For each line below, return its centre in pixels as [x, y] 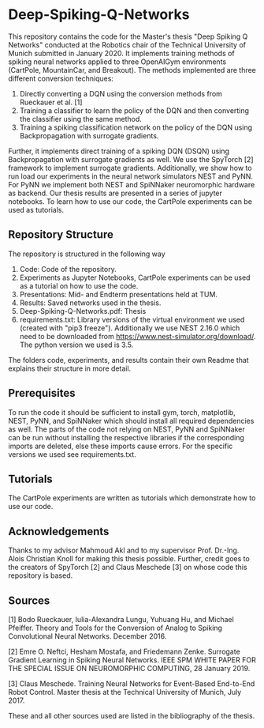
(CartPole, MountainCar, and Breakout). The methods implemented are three [132, 70]
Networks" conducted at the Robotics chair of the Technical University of [127, 44]
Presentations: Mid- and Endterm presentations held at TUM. [119, 294]
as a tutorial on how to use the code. [79, 285]
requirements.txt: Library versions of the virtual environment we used [132, 319]
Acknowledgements [59, 531]
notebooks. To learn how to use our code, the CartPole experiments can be [130, 201]
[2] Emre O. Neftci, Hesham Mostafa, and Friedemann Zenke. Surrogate [124, 651]
